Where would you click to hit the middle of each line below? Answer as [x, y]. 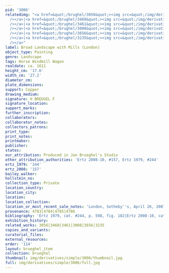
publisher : [17, 146]
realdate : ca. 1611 [26, 66]
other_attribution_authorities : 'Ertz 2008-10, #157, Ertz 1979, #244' [82, 160]
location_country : [24, 188]
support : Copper [22, 89]
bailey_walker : [21, 174]
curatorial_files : [24, 235]
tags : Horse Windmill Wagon [35, 61]
